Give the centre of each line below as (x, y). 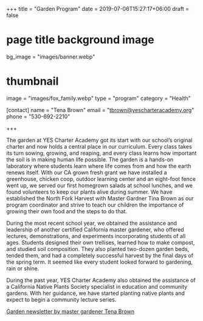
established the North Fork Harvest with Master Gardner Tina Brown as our (100, 198)
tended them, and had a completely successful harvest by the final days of (100, 255)
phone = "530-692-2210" (38, 116)
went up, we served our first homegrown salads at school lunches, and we (100, 185)
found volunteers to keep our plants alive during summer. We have (89, 192)
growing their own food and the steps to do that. (67, 211)
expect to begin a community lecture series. (61, 299)
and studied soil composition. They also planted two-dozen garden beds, (98, 249)
